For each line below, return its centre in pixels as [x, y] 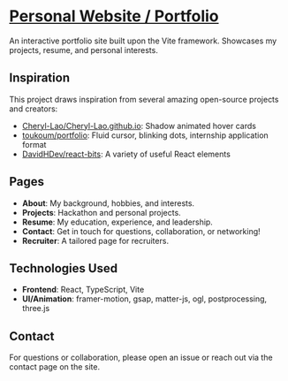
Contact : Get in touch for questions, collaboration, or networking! [141, 231]
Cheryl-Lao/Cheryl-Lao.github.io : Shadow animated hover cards [139, 126]
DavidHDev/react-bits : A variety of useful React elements [126, 154]
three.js [36, 309]
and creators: [34, 109]
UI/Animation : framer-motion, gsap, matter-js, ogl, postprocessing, [144, 299]
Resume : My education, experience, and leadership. [117, 222]
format [34, 144]
